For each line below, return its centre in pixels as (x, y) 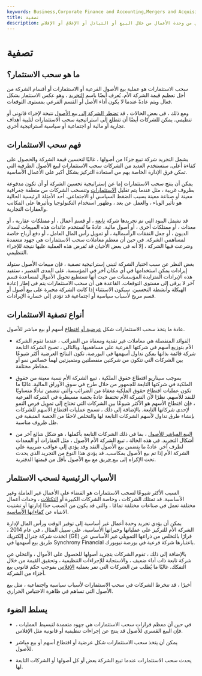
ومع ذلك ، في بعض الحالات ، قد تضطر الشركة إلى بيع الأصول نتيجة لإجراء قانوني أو (98, 113)
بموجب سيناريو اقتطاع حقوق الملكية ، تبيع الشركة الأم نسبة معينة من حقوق (98, 378)
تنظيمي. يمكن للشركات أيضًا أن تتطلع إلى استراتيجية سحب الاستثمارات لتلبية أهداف (100, 120)
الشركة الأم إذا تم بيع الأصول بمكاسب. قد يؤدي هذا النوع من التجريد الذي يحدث (102, 453)
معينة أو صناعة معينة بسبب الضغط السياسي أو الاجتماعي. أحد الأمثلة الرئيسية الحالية (100, 196)
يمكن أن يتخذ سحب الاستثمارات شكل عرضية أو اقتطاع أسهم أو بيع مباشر (97, 642)
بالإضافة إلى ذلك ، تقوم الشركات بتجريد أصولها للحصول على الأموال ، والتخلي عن (97, 554)
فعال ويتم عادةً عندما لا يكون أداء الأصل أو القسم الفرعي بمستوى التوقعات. (90, 102)
